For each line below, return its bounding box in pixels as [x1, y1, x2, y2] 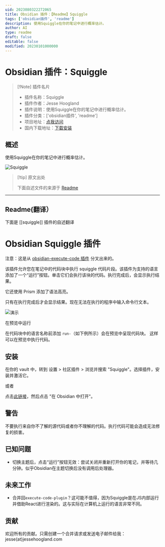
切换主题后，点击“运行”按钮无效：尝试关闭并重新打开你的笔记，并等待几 [12, 459, 159, 465]
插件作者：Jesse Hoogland [24, 100, 80, 106]
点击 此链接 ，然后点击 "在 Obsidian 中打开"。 [5, 393, 96, 399]
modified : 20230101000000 [5, 44, 58, 49]
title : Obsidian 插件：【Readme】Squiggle [5, 12, 88, 17]
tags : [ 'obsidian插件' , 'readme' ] [5, 16, 75, 21]
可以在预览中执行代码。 [5, 337, 53, 343]
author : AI [5, 26, 27, 30]
